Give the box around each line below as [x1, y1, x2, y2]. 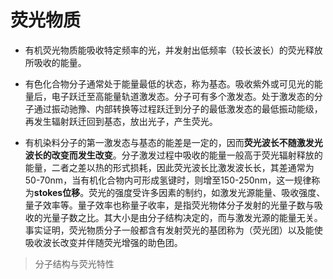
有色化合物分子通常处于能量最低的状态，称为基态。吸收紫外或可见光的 [24, 77, 315, 90]
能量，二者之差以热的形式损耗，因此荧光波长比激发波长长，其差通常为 [24, 161, 315, 173]
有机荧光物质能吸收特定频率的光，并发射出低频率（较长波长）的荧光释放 [24, 44, 323, 56]
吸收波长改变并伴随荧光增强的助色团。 [24, 236, 183, 248]
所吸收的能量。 [24, 56, 87, 68]
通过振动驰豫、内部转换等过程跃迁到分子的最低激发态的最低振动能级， [33, 102, 323, 115]
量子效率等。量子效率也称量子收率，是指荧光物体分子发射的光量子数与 [24, 199, 315, 211]
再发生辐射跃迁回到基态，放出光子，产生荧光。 [24, 115, 218, 127]
